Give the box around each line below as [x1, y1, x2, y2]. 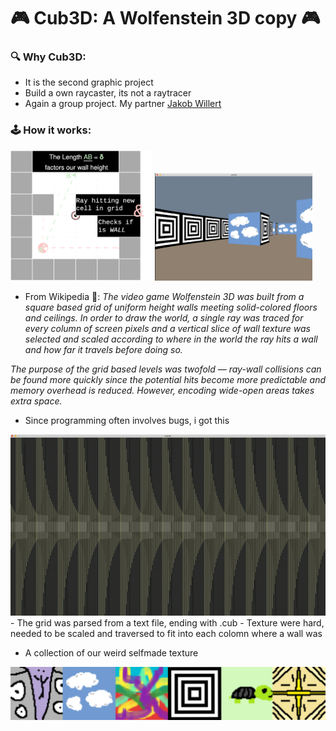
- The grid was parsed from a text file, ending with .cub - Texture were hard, [10, 616, 325, 629]
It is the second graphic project [24, 76, 154, 89]
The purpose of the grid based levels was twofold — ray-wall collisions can [10, 363, 322, 375]
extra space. [10, 395, 63, 407]
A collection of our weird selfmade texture [24, 646, 199, 659]
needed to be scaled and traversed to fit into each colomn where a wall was [10, 627, 323, 639]
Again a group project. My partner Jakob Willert [24, 98, 222, 110]
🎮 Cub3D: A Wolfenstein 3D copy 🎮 [10, 7, 321, 30]
